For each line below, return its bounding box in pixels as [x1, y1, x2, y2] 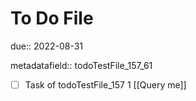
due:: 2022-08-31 [10, 40, 84, 52]
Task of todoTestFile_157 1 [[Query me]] [24, 78, 187, 91]
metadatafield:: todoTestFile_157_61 [10, 59, 153, 71]
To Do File [10, 7, 94, 30]
